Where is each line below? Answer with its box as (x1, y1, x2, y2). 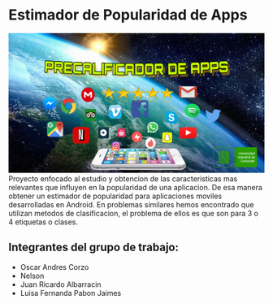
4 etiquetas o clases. (8, 217, 79, 227)
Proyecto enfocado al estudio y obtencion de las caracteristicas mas (8, 174, 238, 184)
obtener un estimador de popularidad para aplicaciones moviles (8, 191, 222, 201)
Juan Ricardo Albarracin (19, 279, 102, 289)
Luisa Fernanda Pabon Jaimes (19, 288, 122, 297)
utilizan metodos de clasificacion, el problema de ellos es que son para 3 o (8, 209, 258, 219)
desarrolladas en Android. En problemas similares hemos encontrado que (8, 200, 254, 210)
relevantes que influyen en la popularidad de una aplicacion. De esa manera (8, 183, 262, 193)
